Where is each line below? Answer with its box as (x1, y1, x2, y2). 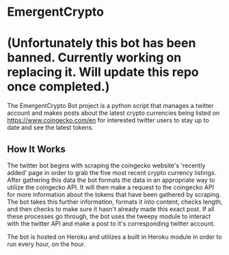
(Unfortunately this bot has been (7, 36, 196, 51)
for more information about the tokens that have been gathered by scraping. (7, 190, 221, 198)
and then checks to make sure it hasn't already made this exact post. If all (7, 204, 215, 213)
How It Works (7, 143, 66, 155)
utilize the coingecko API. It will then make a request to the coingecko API (7, 183, 214, 191)
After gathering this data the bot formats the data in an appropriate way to (7, 176, 215, 184)
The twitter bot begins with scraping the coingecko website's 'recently (7, 161, 206, 170)
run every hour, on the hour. (7, 240, 85, 248)
